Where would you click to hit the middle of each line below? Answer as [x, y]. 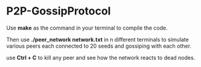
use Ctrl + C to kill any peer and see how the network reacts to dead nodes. [101, 57]
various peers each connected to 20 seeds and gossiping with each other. [99, 46]
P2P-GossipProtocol [58, 11]
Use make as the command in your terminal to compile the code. [87, 28]
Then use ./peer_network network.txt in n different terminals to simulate [97, 39]
